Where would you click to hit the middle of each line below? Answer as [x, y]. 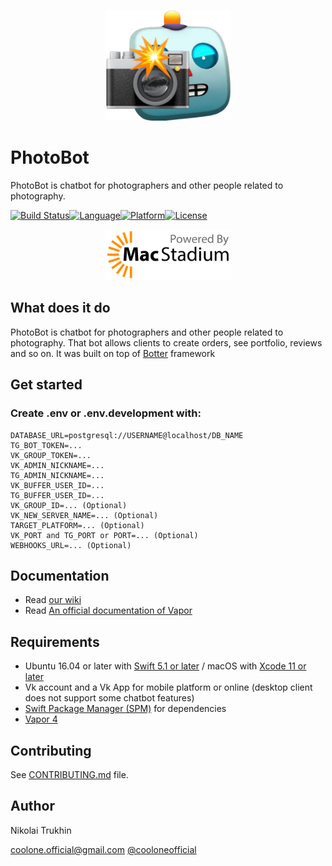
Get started [46, 385]
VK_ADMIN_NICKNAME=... [57, 465]
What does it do [60, 308]
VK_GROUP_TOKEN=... [51, 455]
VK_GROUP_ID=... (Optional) [69, 505]
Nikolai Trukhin [41, 830]
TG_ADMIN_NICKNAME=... [57, 475]
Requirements [55, 641]
